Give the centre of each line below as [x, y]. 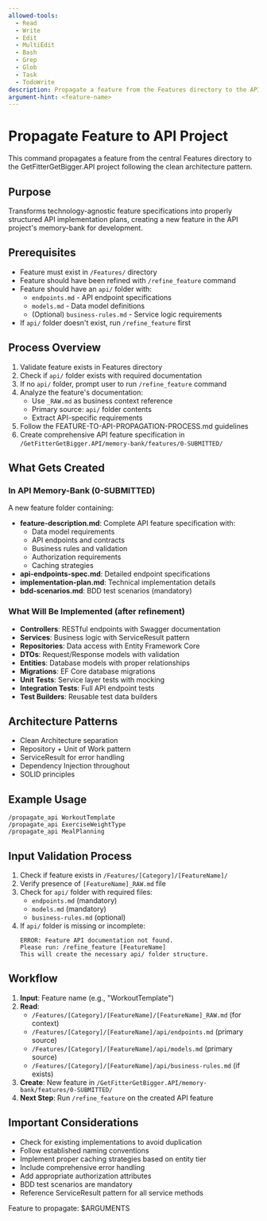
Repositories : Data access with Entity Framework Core [110, 646]
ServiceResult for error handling [72, 757]
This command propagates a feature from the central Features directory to [130, 158]
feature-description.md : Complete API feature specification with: [128, 523]
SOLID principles [47, 774]
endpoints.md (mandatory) [74, 900]
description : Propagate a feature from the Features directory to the [128, 89]
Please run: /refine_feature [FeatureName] [93, 947]
